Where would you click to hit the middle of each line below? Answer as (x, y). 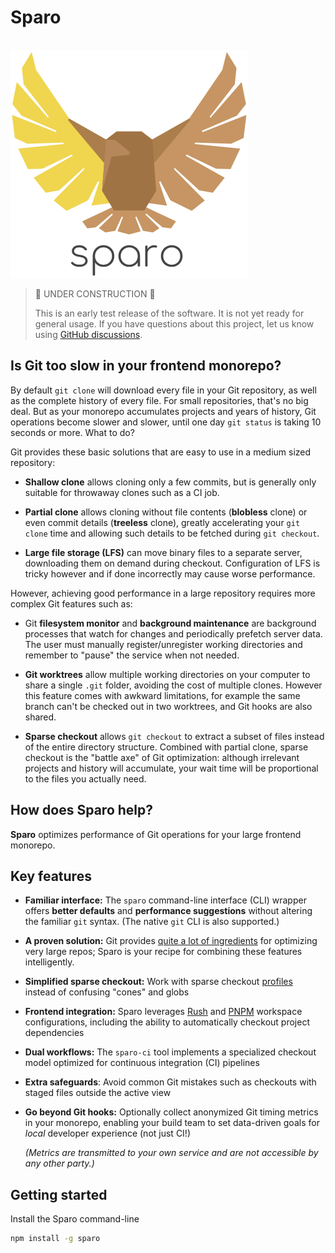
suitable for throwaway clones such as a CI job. (122, 492)
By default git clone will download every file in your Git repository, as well (163, 390)
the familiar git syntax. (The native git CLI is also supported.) (152, 922)
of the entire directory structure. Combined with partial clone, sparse (166, 747)
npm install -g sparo (55, 1239)
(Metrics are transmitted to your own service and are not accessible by (171, 1153)
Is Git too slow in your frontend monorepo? (146, 366)
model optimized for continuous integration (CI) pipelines (142, 1063)
